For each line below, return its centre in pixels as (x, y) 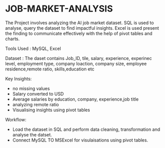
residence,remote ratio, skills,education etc (50, 69)
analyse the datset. (32, 134)
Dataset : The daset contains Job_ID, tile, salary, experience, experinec (78, 58)
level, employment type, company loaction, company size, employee (76, 63)
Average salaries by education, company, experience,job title (75, 99)
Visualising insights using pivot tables (51, 110)
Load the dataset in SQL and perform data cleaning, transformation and (86, 129)
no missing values (31, 88)
